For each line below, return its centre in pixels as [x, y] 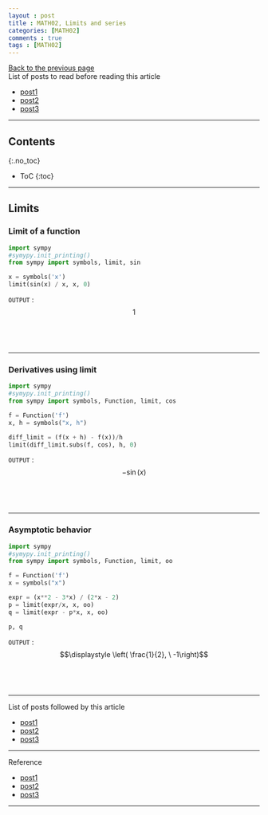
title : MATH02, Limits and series [67, 23]
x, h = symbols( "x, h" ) [48, 423]
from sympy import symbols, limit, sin [75, 263]
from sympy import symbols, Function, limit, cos [93, 401]
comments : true [35, 38]
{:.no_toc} [24, 160]
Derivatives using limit [53, 369]
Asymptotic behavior [50, 530]
